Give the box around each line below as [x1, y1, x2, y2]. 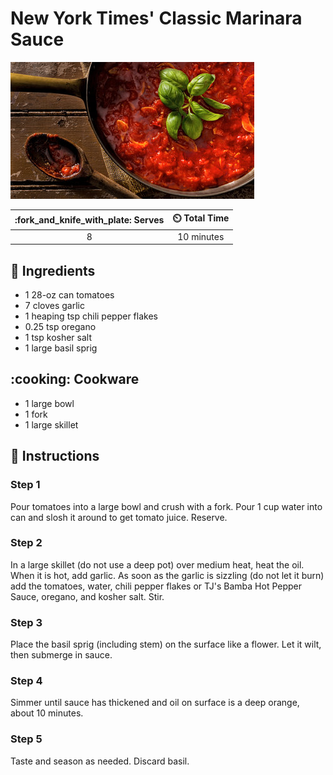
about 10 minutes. [10, 707, 84, 719]
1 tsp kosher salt [24, 332, 92, 343]
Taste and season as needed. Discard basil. [10, 755, 190, 767]
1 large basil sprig [24, 342, 98, 354]
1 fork [24, 408, 48, 420]
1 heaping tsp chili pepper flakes [24, 310, 158, 322]
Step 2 [10, 536, 43, 550]
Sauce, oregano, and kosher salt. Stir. [10, 590, 165, 602]
